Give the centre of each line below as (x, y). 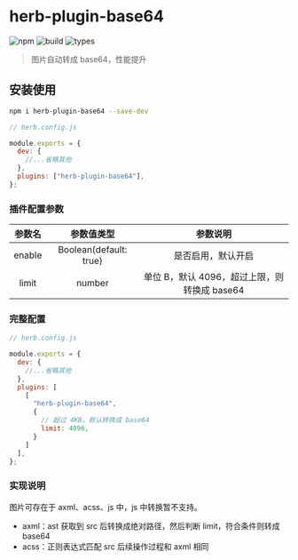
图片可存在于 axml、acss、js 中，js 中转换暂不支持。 (106, 507)
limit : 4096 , (65, 428)
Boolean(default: (92, 250)
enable (28, 255)
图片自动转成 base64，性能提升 (89, 59)
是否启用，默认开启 (214, 256)
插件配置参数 (37, 209)
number (93, 284)
